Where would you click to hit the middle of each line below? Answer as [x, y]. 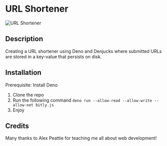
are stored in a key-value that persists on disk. [54, 56]
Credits [17, 126]
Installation [23, 72]
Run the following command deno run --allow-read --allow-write [82, 100]
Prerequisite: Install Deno [31, 85]
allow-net [23, 105]
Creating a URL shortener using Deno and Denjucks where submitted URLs [84, 51]
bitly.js [45, 105]
